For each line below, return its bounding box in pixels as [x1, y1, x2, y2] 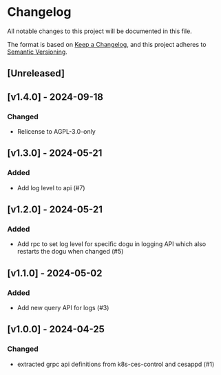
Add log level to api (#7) [17, 183, 85, 192]
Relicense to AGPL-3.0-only [17, 128, 96, 136]
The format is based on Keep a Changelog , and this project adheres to [7, 40, 207, 48]
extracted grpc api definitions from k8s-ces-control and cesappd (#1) [17, 360, 215, 368]
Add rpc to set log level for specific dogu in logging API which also [17, 240, 207, 248]
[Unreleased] [7, 68, 65, 79]
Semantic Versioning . [7, 48, 67, 56]
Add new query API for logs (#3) [17, 304, 109, 312]
